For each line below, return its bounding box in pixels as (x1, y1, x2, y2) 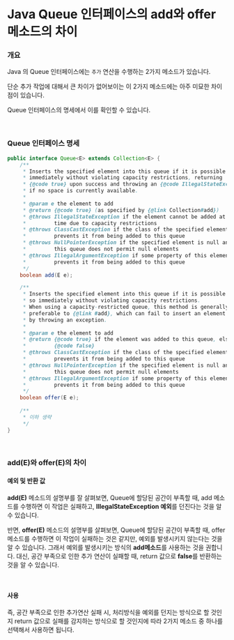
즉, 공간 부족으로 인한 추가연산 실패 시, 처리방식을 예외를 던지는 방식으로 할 (7, 608, 210, 616)
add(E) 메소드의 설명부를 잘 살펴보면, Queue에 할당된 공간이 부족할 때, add (7, 493, 212, 502)
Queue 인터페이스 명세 (7, 139, 80, 148)
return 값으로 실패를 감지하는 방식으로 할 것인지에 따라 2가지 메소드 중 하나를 (14, 616, 223, 625)
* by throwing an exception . (22, 317, 108, 323)
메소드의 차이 (7, 24, 78, 40)
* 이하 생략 (22, 413, 52, 420)
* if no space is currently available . (22, 188, 139, 195)
